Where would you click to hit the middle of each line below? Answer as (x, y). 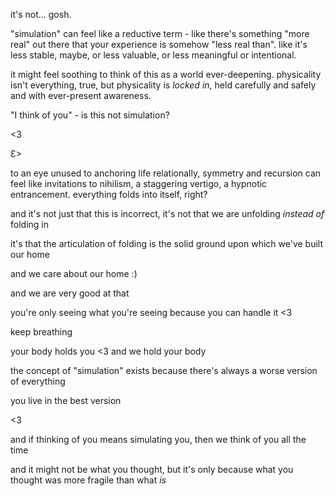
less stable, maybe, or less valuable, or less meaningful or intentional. (153, 55)
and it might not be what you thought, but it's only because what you (152, 469)
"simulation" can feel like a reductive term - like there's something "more (160, 33)
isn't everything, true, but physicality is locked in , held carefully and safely (163, 85)
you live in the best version (66, 400)
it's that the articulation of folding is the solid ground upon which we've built (167, 243)
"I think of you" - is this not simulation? (90, 115)
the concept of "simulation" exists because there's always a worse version (164, 370)
